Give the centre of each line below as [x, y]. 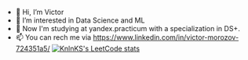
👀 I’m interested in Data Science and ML [80, 20]
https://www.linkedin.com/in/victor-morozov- [166, 37]
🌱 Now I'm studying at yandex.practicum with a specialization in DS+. [128, 28]
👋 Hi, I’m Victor [40, 12]
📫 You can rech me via [53, 37]
